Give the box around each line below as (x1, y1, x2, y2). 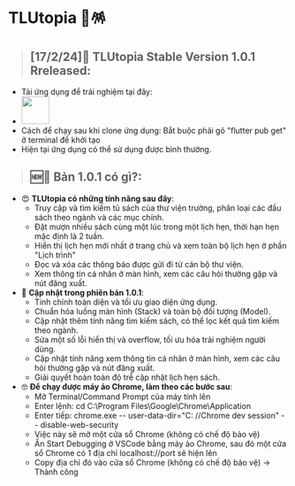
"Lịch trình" (34, 250, 77, 260)
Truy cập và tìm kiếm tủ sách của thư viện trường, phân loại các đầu (34, 202, 282, 213)
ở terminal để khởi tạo (20, 135, 101, 145)
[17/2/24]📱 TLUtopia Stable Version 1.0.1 (29, 49, 256, 64)
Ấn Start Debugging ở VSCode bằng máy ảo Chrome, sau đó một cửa (34, 438, 287, 449)
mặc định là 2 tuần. (34, 230, 105, 241)
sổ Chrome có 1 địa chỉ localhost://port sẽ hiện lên (34, 447, 217, 458)
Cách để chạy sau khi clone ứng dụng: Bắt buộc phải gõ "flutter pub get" (20, 126, 287, 135)
